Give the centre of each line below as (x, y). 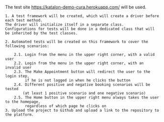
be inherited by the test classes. (41, 33)
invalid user (18, 68)
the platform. (20, 115)
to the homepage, (23, 102)
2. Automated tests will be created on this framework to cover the (77, 42)
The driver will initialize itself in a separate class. (65, 24)
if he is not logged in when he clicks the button (78, 80)
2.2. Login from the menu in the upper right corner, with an (79, 63)
